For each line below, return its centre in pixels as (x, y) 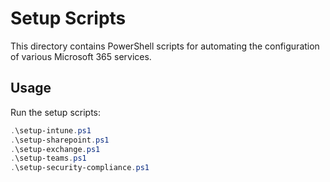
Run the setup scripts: (55, 112)
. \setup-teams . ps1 (48, 158)
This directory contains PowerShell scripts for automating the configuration (165, 46)
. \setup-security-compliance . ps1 (80, 168)
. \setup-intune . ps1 (51, 130)
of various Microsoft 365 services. (81, 56)
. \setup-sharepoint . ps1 (60, 140)
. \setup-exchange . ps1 (55, 149)
